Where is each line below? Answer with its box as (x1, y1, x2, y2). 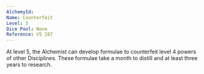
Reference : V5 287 (6, 32, 53, 38)
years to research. (6, 61, 52, 69)
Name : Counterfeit (6, 15, 53, 21)
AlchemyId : (6, 8, 34, 15)
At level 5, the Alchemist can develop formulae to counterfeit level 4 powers (6, 48, 197, 55)
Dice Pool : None (6, 25, 47, 32)
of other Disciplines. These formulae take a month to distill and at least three (6, 55, 198, 62)
